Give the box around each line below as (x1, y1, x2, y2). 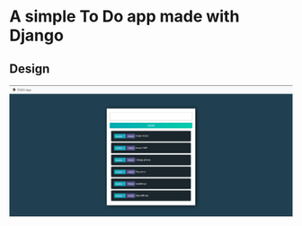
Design (9, 61, 50, 76)
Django (9, 25, 65, 46)
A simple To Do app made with (9, 6, 240, 27)
